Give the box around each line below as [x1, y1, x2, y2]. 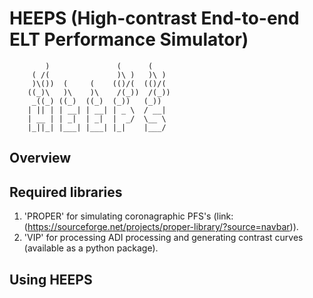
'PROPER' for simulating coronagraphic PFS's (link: [23, 210, 234, 222]
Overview [9, 150, 72, 167]
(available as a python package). [23, 242, 159, 254]
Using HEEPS [9, 271, 93, 288]
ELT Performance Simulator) [9, 28, 249, 51]
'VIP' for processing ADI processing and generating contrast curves [23, 232, 304, 244]
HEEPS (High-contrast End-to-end [9, 7, 300, 30]
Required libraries [9, 183, 123, 201]
